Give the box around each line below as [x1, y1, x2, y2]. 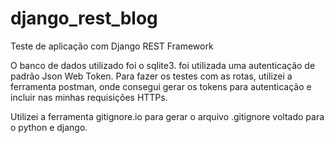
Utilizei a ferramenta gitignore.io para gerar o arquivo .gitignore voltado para [10, 110, 325, 122]
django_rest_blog [10, 7, 158, 30]
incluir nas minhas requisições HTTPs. [10, 91, 168, 103]
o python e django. [10, 121, 88, 133]
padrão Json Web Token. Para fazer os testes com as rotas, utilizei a [10, 70, 293, 82]
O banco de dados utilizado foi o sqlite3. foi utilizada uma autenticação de [10, 59, 316, 71]
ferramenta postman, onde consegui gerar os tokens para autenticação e [10, 80, 312, 92]
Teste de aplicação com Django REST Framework [10, 40, 214, 52]
